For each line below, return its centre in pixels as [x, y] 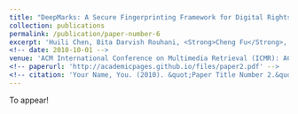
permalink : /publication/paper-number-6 [85, 34]
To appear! [29, 100]
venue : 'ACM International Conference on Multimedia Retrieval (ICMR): [144, 58]
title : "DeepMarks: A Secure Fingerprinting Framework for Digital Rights [150, 17]
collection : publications [57, 26]
